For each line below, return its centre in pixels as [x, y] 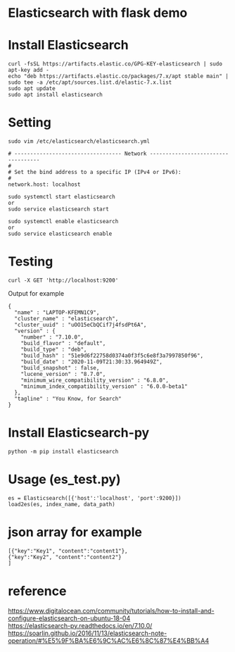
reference [37, 591]
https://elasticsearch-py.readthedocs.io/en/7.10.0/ [80, 625]
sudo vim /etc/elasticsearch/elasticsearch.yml [79, 142]
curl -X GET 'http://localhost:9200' [63, 280]
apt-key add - [29, 70]
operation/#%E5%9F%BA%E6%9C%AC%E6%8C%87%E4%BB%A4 [109, 640]
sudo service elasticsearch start [59, 209]
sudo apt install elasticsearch [55, 95]
